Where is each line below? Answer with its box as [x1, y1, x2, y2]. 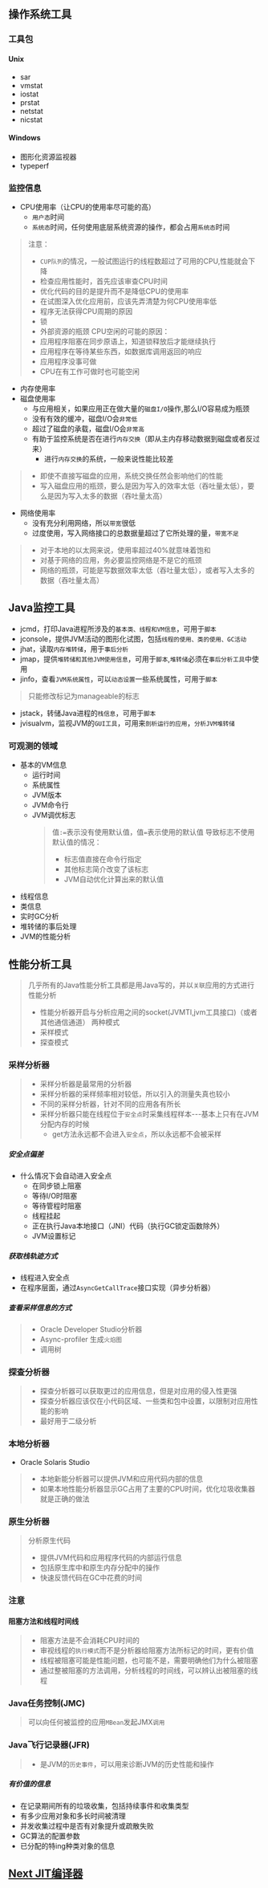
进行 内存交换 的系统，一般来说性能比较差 [43, 454, 174, 464]
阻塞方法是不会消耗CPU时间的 [39, 1636, 140, 1646]
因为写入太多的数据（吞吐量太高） [54, 491, 167, 501]
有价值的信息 [8, 1779, 51, 1788]
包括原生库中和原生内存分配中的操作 [39, 1563, 160, 1573]
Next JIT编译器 [8, 1867, 83, 1881]
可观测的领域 [8, 740, 59, 751]
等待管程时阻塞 [31, 1201, 82, 1211]
